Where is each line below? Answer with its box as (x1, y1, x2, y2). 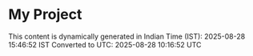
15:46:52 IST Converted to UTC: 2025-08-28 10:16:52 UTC (8, 39, 202, 49)
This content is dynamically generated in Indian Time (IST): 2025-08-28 (8, 32, 246, 41)
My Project (8, 6, 82, 24)
